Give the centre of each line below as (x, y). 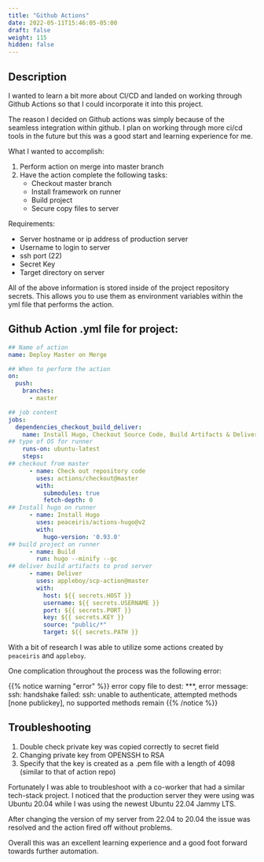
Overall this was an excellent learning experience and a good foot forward (128, 842)
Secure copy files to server (75, 208)
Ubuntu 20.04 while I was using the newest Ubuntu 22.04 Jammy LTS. (122, 804)
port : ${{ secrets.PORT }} (87, 610)
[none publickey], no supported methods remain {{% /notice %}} (113, 703)
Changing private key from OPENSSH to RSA (92, 755)
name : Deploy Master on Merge (58, 355)
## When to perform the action (59, 369)
